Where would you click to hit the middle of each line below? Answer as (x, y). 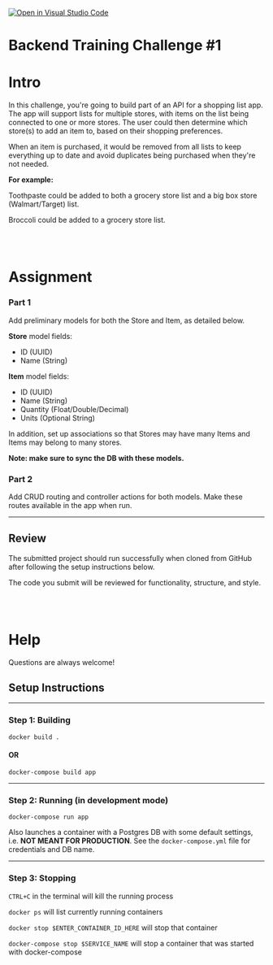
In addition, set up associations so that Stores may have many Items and (129, 433)
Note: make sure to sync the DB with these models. (96, 458)
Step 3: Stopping (42, 878)
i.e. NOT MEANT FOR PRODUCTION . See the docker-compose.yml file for (130, 841)
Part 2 (21, 479)
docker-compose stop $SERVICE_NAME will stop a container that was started (131, 943)
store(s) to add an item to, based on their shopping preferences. (116, 131)
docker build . (34, 737)
